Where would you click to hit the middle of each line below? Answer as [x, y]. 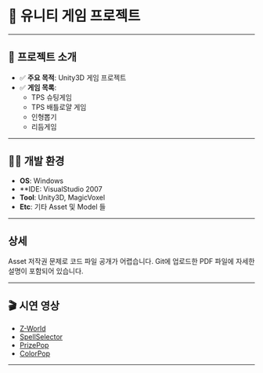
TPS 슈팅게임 [52, 97]
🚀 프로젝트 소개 [42, 57]
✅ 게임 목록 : [38, 87]
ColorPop [35, 353]
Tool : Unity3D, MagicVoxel [62, 197]
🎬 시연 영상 [34, 306]
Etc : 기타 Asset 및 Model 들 [63, 207]
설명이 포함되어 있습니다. [46, 271]
